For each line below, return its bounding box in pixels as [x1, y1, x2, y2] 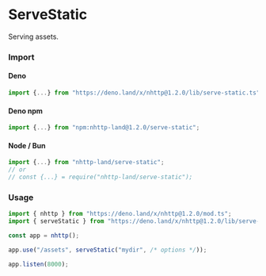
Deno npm [8, 105, 44, 116]
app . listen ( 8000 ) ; [8, 260, 69, 268]
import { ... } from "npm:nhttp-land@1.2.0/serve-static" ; [8, 124, 200, 132]
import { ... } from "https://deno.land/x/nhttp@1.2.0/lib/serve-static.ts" [8, 89, 260, 97]
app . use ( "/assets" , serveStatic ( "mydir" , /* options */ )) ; [8, 246, 207, 254]
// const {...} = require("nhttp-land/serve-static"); [8, 173, 193, 181]
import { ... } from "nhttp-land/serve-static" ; [8, 159, 165, 167]
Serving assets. [8, 32, 59, 41]
